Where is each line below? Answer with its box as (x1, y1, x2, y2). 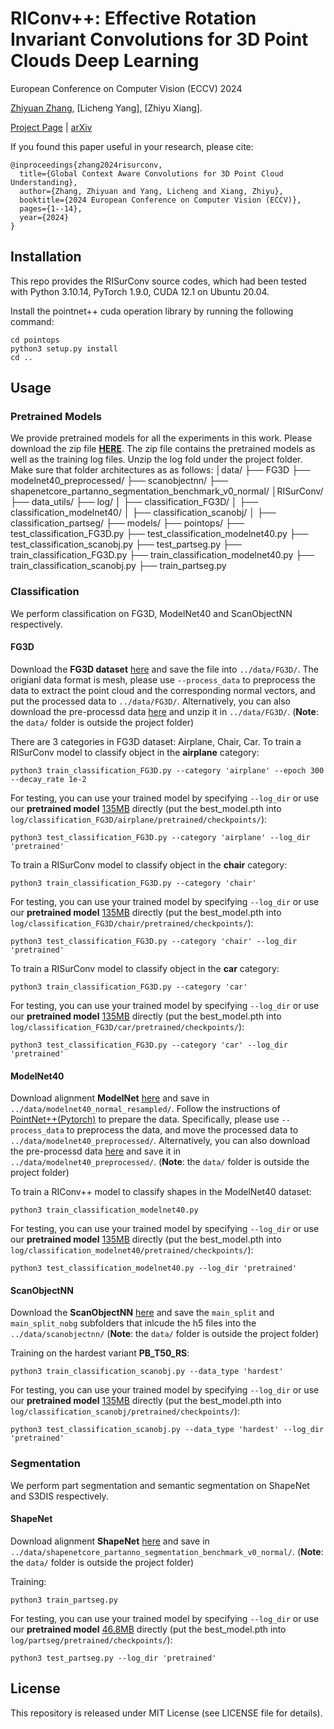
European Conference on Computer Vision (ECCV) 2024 (10, 82, 243, 94)
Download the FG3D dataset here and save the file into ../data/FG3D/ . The (10, 663, 319, 675)
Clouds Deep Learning (10, 50, 200, 72)
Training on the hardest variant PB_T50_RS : (10, 1347, 190, 1359)
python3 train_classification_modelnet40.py (10, 1205, 199, 1216)
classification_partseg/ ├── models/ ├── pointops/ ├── (10, 517, 245, 529)
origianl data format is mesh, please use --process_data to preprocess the (10, 673, 316, 686)
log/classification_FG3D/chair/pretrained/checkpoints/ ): (10, 917, 254, 929)
